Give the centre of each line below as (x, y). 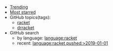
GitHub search (24, 33)
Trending (19, 7)
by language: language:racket (47, 38)
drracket (25, 28)
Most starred (23, 12)
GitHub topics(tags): (30, 17)
